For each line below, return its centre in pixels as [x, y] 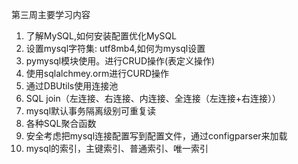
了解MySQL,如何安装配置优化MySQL [101, 36]
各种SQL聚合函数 [61, 123]
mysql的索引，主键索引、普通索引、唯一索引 [117, 148]
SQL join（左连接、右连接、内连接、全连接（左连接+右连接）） [153, 98]
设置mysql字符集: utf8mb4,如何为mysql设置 [115, 48]
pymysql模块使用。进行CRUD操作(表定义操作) [120, 61]
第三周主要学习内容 [51, 14]
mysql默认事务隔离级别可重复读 [91, 111]
